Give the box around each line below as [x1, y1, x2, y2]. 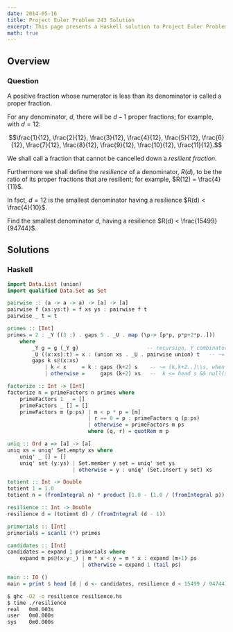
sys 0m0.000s [7, 619, 54, 626]
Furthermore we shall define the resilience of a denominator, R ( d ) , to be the [7, 167, 223, 176]
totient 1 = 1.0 [7, 485, 54, 493]
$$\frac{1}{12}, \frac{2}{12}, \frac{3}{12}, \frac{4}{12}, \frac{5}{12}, [8, 133, 200, 142]
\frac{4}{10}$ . [7, 203, 47, 212]
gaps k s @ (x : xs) [32, 357, 79, 364]
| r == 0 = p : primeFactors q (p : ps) [87, 415, 200, 422]
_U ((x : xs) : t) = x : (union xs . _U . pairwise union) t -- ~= [32, 351, 225, 358]
